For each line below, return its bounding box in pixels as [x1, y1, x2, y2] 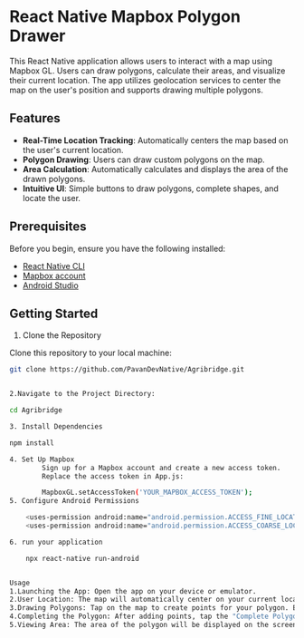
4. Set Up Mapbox [9, 455, 75, 464]
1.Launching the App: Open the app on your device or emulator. [9, 586, 257, 595]
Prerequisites [9, 219, 87, 235]
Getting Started [9, 305, 99, 321]
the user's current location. [22, 144, 124, 155]
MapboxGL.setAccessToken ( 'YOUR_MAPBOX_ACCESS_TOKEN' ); [42, 488, 253, 498]
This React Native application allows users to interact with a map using [9, 55, 273, 66]
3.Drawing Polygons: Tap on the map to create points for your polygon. [9, 604, 290, 613]
